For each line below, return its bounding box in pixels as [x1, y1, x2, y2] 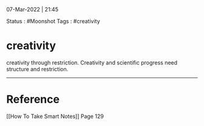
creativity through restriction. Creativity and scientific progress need [6, 58, 178, 66]
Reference [6, 93, 59, 107]
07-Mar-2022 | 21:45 [6, 6, 59, 13]
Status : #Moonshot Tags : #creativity [6, 18, 100, 24]
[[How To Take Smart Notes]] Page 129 [6, 113, 104, 120]
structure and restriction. [6, 65, 69, 72]
